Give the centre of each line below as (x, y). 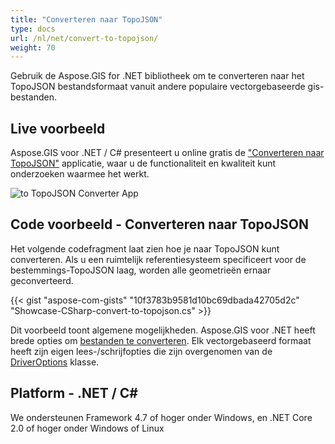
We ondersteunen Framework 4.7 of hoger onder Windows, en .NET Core (161, 417)
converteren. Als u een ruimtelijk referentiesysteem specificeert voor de (158, 259)
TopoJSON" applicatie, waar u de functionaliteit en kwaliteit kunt (143, 163)
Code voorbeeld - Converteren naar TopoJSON (159, 224)
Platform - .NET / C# (74, 393)
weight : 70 (33, 47)
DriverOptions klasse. (55, 362)
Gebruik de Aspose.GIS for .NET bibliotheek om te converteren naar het (157, 76)
